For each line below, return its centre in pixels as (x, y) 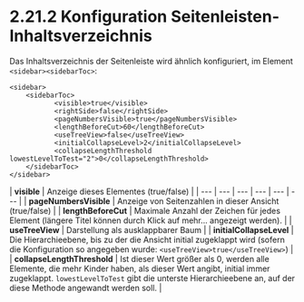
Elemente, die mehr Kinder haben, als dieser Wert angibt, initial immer (140, 268)
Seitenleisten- (225, 17)
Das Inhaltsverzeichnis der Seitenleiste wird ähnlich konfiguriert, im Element (151, 61)
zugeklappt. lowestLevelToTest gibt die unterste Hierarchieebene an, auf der (152, 278)
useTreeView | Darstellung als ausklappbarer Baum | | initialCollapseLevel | (152, 229)
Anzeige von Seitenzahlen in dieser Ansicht (198, 200)
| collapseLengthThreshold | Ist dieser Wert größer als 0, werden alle (139, 258)
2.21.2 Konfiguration (88, 17)
